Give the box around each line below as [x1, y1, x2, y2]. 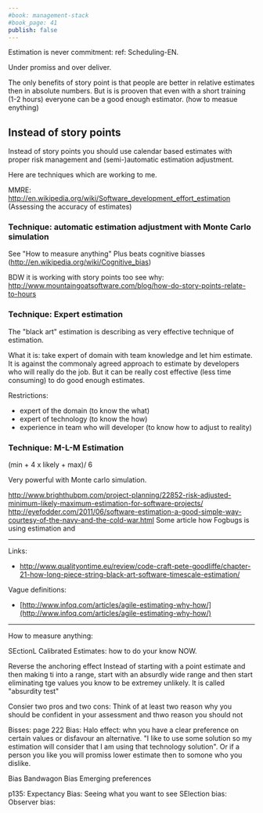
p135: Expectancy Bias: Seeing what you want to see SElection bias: [8, 789, 227, 799]
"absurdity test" [8, 687, 59, 696]
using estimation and [8, 523, 76, 534]
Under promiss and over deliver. [8, 63, 112, 72]
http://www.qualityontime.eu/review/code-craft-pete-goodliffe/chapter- [19, 562, 251, 571]
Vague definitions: [8, 585, 67, 595]
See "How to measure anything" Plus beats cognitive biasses [8, 249, 206, 259]
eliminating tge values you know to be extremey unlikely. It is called [8, 678, 225, 687]
